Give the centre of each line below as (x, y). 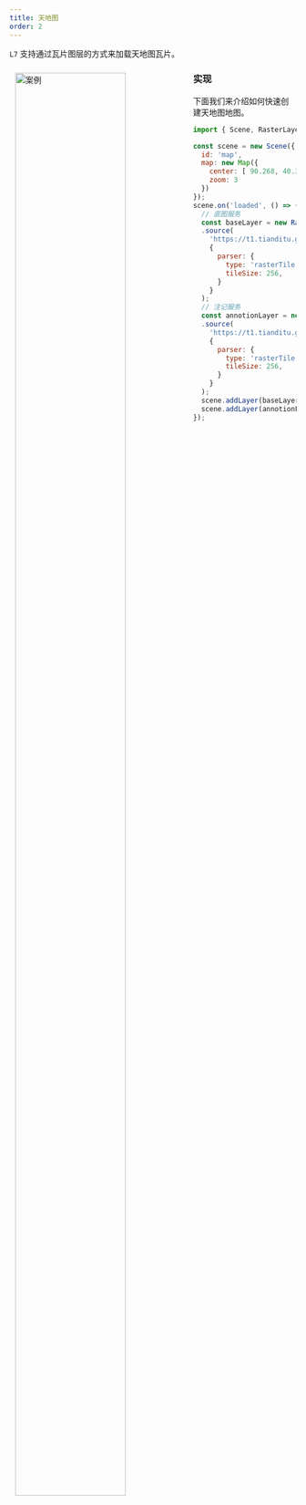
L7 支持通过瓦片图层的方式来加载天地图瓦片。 (95, 53)
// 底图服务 (221, 214)
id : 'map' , (222, 155)
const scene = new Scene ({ (244, 146)
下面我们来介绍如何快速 (237, 100)
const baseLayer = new (244, 223)
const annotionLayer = (244, 316)
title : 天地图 (34, 18)
